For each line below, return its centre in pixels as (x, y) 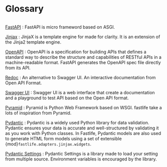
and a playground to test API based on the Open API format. (67, 98)
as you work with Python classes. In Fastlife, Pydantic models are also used (83, 133)
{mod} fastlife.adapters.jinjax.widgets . (48, 144)
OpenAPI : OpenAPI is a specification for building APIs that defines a (76, 52)
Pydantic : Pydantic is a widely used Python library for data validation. (77, 122)
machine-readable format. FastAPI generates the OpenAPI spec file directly (83, 62)
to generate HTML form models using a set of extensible (63, 138)
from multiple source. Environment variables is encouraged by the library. (81, 159)
